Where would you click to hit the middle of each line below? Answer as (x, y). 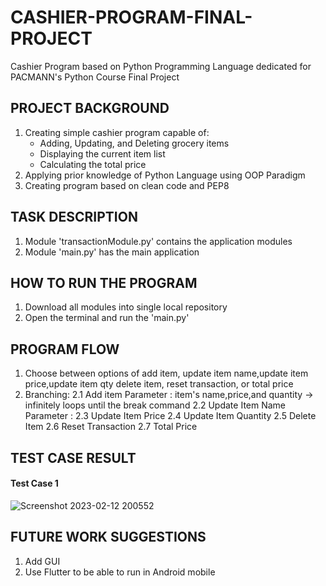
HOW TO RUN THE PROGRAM (104, 282)
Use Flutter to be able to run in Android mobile (120, 572)
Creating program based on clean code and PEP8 (127, 185)
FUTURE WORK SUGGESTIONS (108, 537)
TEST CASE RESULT (73, 457)
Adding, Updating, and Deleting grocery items (134, 143)
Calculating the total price (93, 164)
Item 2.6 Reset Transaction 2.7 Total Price (111, 427)
